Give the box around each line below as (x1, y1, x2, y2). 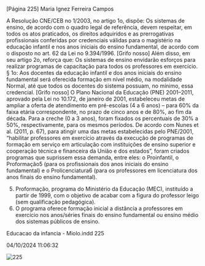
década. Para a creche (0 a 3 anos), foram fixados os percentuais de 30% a (6, 115, 198, 122)
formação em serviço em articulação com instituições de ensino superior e (6, 141, 196, 148)
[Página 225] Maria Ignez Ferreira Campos (6, 6, 114, 12)
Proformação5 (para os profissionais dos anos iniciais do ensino (6, 161, 169, 167)
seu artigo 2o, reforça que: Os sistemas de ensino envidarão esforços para (6, 56, 196, 63)
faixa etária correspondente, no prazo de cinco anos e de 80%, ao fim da (6, 108, 192, 115)
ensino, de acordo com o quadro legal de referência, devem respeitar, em (6, 24, 192, 31)
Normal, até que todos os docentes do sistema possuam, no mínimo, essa (6, 82, 193, 89)
